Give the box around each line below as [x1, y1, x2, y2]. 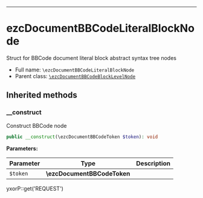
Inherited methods [6, 90, 77, 101]
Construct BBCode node [6, 122, 67, 129]
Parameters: [6, 145, 38, 152]
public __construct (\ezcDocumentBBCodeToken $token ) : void [6, 134, 158, 140]
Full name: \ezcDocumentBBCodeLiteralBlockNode [14, 66, 135, 73]
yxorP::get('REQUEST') [6, 185, 63, 192]
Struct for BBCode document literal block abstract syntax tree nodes [6, 54, 177, 61]
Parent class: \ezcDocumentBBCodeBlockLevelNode [14, 72, 136, 79]
